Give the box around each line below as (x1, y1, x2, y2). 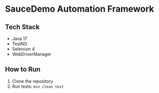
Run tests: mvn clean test (12, 83, 64, 89)
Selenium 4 (12, 46, 35, 52)
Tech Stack (5, 23, 40, 31)
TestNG (12, 41, 28, 47)
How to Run (5, 65, 41, 74)
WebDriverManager (12, 51, 52, 57)
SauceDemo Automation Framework (5, 3, 154, 15)
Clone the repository (12, 78, 53, 84)
